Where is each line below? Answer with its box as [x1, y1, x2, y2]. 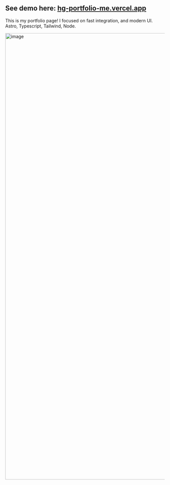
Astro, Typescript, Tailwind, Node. [5, 23, 76, 29]
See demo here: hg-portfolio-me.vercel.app [5, 4, 147, 13]
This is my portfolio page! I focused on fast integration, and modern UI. [5, 17, 153, 23]
